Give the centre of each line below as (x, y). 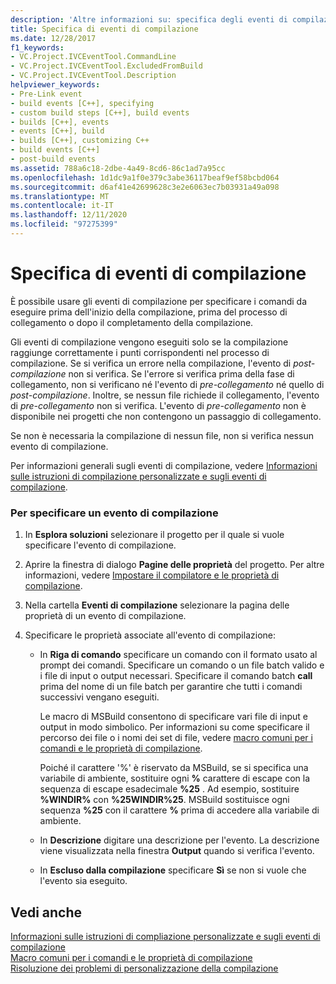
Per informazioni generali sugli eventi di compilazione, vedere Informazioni (164, 465)
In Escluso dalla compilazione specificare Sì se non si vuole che (173, 870)
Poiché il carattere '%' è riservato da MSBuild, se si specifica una (174, 768)
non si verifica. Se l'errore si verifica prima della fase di (181, 373)
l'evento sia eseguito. (83, 881)
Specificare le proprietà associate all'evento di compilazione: (150, 635)
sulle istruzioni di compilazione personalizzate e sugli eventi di (138, 476)
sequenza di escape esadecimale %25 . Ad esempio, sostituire (169, 789)
